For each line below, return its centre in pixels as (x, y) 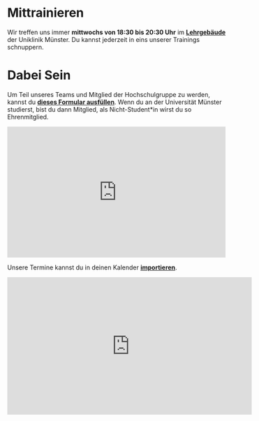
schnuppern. (25, 47)
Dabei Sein (39, 75)
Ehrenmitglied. (28, 117)
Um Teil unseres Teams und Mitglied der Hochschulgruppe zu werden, (109, 94)
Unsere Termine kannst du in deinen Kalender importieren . (92, 267)
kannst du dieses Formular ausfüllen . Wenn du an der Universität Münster (114, 102)
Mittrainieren (46, 13)
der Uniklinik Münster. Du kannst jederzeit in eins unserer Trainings (104, 39)
